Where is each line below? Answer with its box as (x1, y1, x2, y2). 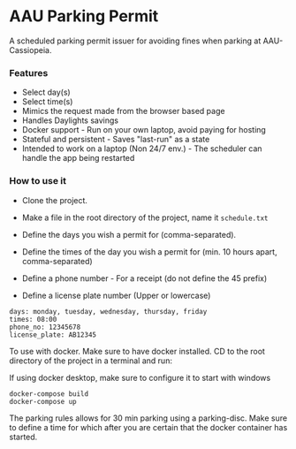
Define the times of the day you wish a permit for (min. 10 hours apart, (21, 246, 277, 257)
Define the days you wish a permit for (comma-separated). (21, 229, 237, 240)
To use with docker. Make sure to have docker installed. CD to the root (9, 346, 265, 356)
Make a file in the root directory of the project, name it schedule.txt (21, 212, 269, 223)
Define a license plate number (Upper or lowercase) (21, 290, 211, 301)
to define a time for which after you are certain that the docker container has (9, 422, 288, 432)
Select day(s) (21, 87, 71, 98)
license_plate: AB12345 (9, 330, 97, 339)
